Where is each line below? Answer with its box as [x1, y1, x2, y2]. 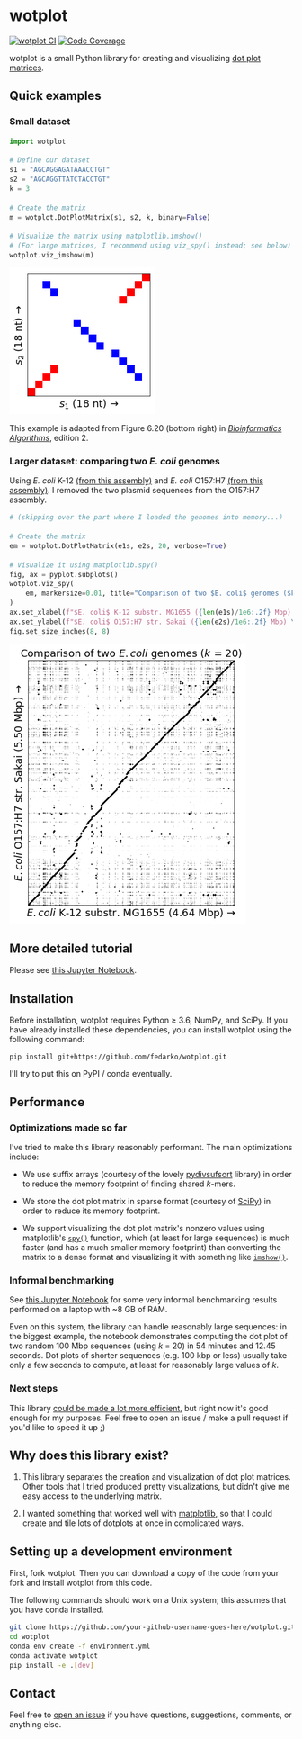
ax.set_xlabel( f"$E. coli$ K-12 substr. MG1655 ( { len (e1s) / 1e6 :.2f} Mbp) [9, 608, 292, 617]
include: [9, 1151, 40, 1162]
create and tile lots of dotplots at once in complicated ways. [22, 1518, 244, 1528]
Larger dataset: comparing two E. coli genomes [9, 455, 220, 467]
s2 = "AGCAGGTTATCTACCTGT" [9, 175, 111, 185]
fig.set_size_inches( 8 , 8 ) [9, 626, 111, 635]
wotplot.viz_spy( [9, 580, 75, 589]
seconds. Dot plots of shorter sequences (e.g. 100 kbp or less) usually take [9, 1350, 288, 1361]
